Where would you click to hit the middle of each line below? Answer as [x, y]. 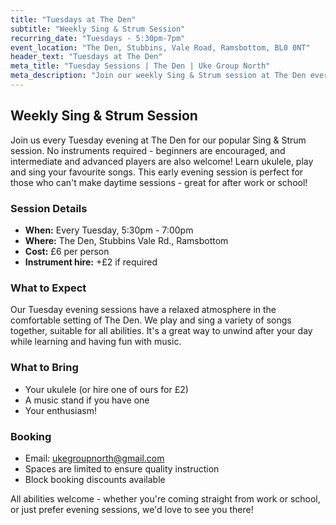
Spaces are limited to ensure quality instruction [122, 468]
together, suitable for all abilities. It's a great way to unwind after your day [161, 331]
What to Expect [48, 288]
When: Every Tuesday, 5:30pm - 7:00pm [109, 230]
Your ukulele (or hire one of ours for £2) [106, 389]
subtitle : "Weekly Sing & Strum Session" [98, 29]
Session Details [49, 208]
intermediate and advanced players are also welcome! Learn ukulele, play [162, 161]
